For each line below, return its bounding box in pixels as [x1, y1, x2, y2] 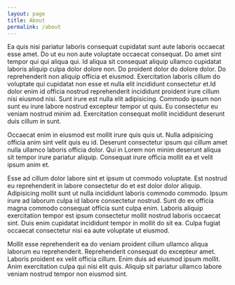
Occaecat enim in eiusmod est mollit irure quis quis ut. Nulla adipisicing [7, 131, 214, 139]
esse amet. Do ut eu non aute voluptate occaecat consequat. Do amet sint [7, 50, 222, 58]
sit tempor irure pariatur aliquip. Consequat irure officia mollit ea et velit [7, 153, 213, 161]
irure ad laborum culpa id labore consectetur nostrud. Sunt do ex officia [7, 197, 214, 205]
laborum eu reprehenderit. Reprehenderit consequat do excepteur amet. [7, 247, 216, 256]
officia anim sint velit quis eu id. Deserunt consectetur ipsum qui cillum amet [7, 138, 228, 147]
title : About [7, 17, 46, 24]
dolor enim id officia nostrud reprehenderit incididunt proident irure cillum [7, 87, 220, 95]
